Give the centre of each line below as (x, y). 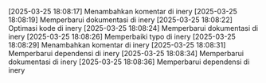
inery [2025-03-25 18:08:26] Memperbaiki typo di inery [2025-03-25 (122, 36)
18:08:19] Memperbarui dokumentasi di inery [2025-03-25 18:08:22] (121, 20)
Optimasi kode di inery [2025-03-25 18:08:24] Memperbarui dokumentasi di (133, 28)
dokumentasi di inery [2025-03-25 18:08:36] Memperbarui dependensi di (129, 62)
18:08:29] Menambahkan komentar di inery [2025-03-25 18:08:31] (117, 45)
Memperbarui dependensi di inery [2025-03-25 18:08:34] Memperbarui (126, 53)
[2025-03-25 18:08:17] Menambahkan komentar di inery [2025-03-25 (123, 11)
